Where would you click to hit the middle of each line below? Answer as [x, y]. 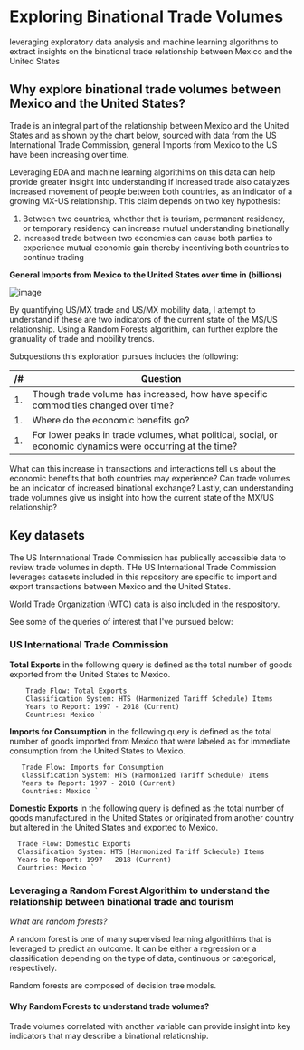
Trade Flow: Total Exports [76, 691]
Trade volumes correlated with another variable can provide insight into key [150, 1026]
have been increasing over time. [69, 154]
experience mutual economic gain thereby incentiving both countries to [156, 248]
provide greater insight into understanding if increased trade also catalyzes [149, 181]
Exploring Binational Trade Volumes [146, 17]
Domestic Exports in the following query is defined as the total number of [147, 808]
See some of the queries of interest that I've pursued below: [121, 621]
